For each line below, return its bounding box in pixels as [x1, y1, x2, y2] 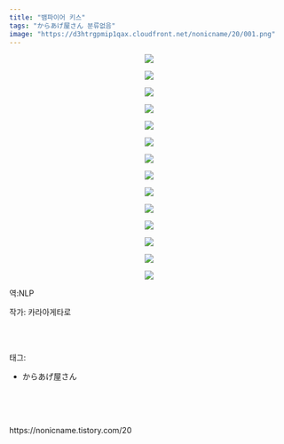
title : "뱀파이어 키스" [9, 12, 86, 22]
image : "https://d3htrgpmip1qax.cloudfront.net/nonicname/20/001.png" [9, 29, 276, 38]
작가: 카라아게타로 [9, 307, 72, 318]
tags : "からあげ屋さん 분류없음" [9, 21, 116, 30]
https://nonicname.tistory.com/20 [9, 425, 132, 436]
